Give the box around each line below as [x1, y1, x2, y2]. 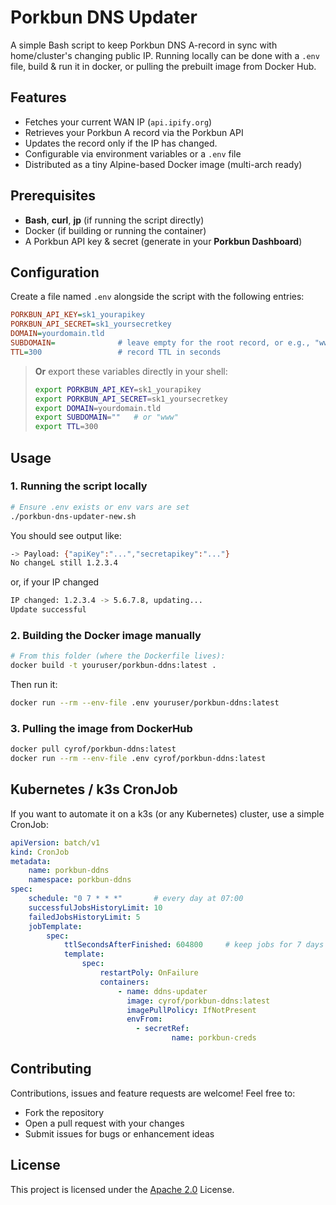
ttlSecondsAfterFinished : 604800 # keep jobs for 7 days [63, 940, 325, 950]
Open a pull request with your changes [24, 1117, 185, 1129]
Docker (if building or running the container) [24, 224, 207, 236]
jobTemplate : [28, 921, 83, 931]
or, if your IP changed [10, 576, 100, 588]
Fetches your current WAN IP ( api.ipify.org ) [24, 116, 213, 128]
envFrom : [126, 1014, 163, 1025]
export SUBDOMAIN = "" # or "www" [34, 412, 179, 423]
